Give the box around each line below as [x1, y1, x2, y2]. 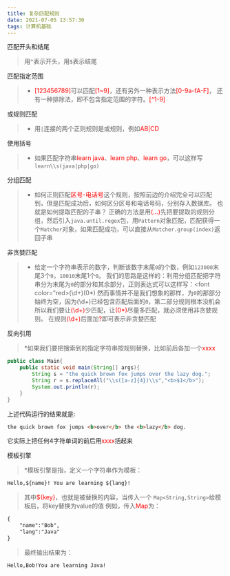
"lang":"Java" [19, 528, 60, 535]
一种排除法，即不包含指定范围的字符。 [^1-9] [40, 95, 166, 103]
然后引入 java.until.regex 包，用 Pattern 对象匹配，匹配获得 [46, 217, 215, 225]
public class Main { [7, 358, 63, 365]
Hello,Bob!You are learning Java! [7, 562, 107, 569]
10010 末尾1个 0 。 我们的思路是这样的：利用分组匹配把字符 [59, 272, 222, 280]
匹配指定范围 [7, 72, 43, 80]
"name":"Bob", [19, 522, 60, 529]
